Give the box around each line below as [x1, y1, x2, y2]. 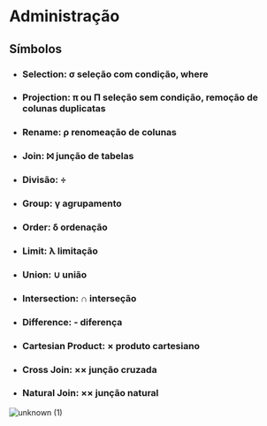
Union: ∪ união [21, 268, 88, 280]
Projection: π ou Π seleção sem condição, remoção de [21, 91, 258, 103]
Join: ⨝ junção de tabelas [21, 150, 134, 163]
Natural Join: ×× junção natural [21, 387, 159, 399]
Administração [9, 6, 120, 27]
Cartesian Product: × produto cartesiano [21, 339, 201, 352]
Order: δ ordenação [21, 221, 108, 233]
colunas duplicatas [21, 103, 106, 115]
